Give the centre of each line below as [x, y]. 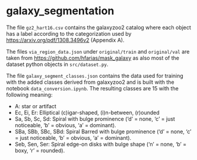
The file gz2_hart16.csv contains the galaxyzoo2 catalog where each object [99, 27]
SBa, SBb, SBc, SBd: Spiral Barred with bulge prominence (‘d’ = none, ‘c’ [103, 131]
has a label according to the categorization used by [69, 33]
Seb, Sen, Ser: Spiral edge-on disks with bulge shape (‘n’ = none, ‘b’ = [101, 144]
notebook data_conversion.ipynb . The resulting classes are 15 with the [93, 88]
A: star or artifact [35, 106]
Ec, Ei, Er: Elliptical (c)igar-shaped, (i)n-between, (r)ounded [87, 112]
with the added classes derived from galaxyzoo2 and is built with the [90, 82]
